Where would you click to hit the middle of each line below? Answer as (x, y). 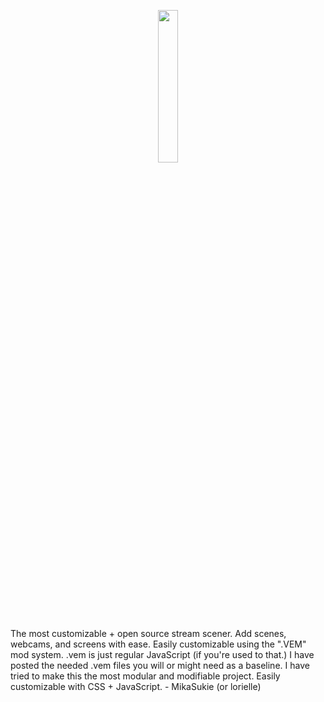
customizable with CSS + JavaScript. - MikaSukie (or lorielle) (136, 686)
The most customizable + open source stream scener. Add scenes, (148, 633)
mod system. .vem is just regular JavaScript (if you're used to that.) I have (162, 654)
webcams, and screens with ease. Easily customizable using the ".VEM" (158, 644)
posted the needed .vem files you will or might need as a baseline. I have (160, 665)
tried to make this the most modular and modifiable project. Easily (145, 676)
